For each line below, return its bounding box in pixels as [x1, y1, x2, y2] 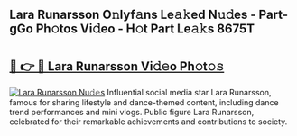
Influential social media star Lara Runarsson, [107, 87, 272, 97]
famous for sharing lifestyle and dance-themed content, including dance [9, 97, 279, 107]
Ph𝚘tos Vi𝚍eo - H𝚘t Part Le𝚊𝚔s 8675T [35, 22, 255, 37]
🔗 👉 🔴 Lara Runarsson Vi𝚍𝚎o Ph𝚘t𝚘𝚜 [9, 59, 225, 74]
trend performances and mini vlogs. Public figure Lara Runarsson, [9, 107, 255, 117]
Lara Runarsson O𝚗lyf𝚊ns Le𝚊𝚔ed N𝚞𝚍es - [9, 7, 256, 23]
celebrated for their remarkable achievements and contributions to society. [9, 116, 288, 127]
